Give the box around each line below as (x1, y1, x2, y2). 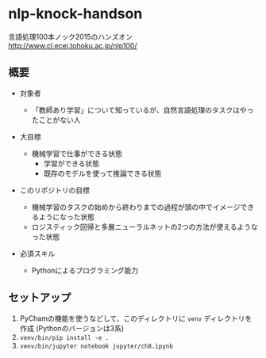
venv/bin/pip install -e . (19, 333, 110, 341)
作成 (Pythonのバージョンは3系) (19, 323, 125, 333)
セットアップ (8, 291, 71, 305)
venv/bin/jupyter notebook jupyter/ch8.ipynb (19, 342, 173, 350)
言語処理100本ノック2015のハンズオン (8, 32, 133, 41)
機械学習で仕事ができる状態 (31, 148, 123, 158)
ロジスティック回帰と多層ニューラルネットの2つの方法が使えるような (31, 222, 258, 231)
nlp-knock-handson (8, 5, 143, 23)
